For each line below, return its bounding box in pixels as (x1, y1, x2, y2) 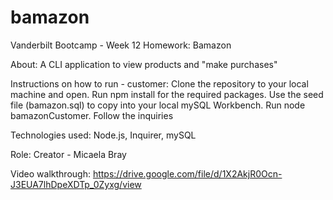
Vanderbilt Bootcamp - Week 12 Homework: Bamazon (10, 39, 232, 51)
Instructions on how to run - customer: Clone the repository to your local (10, 77, 309, 90)
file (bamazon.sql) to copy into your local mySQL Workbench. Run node (10, 99, 306, 111)
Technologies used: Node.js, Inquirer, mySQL (10, 129, 197, 141)
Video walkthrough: (10, 167, 91, 180)
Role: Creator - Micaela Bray (10, 148, 127, 160)
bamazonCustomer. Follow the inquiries (10, 109, 174, 121)
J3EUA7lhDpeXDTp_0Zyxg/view (10, 178, 142, 190)
